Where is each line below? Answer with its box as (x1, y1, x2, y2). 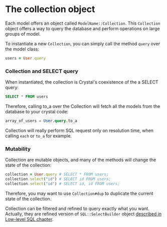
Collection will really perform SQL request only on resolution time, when (5, 127, 154, 133)
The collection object (5, 4, 95, 15)
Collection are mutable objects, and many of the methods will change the (5, 157, 156, 163)
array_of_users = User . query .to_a (5, 118, 78, 123)
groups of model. (5, 31, 41, 37)
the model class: (5, 46, 39, 52)
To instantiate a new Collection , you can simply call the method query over (5, 40, 160, 46)
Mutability (5, 145, 31, 152)
